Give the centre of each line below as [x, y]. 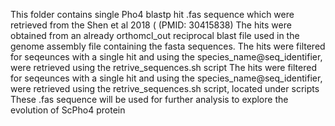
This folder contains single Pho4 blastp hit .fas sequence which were [152, 14]
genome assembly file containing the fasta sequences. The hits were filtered [168, 46]
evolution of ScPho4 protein [68, 110]
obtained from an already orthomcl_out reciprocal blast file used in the [155, 35]
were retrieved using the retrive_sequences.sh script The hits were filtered [163, 67]
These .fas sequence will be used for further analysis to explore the [149, 99]
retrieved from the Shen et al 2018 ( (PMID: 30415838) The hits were [151, 25]
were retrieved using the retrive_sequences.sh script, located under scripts [165, 88]
